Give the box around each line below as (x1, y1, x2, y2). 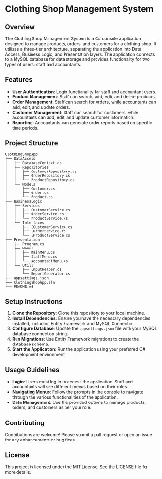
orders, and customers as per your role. (12, 404, 92, 410)
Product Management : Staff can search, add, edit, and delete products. (12, 94, 156, 99)
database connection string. (12, 331, 69, 337)
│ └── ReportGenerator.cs (5, 271, 70, 276)
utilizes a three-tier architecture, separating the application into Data (5, 46, 142, 52)
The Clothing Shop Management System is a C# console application (5, 36, 142, 41)
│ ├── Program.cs (5, 241, 45, 247)
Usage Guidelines (5, 365, 60, 374)
